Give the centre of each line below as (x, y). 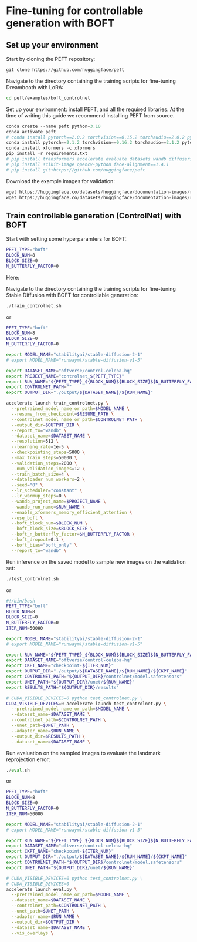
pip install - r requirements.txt (47, 154)
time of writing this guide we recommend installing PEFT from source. (90, 115)
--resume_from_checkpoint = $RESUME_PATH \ (63, 414)
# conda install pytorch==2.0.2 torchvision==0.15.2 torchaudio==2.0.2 (95, 137)
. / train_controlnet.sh (34, 306)
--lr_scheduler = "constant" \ (47, 491)
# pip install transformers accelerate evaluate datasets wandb (86, 159)
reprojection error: (28, 759)
